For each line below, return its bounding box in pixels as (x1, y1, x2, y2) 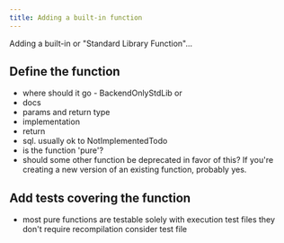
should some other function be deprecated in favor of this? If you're (22, 155, 274, 166)
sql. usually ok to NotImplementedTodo (22, 136, 168, 147)
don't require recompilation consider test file (22, 224, 187, 235)
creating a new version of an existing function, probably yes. (22, 164, 247, 175)
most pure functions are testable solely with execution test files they (22, 214, 276, 225)
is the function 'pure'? (22, 145, 104, 156)
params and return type (22, 107, 111, 118)
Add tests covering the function (9, 190, 191, 205)
